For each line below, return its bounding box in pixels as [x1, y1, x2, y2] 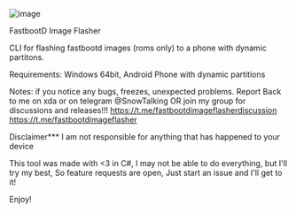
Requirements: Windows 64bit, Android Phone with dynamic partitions [9, 69, 266, 80]
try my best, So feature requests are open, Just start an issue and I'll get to [9, 168, 283, 178]
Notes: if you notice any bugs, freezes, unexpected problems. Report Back [9, 87, 282, 96]
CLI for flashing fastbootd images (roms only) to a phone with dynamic [9, 42, 268, 53]
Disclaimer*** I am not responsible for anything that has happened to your [9, 132, 281, 141]
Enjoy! [9, 194, 33, 204]
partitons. [9, 52, 44, 62]
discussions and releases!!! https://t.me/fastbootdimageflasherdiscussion [9, 105, 277, 115]
